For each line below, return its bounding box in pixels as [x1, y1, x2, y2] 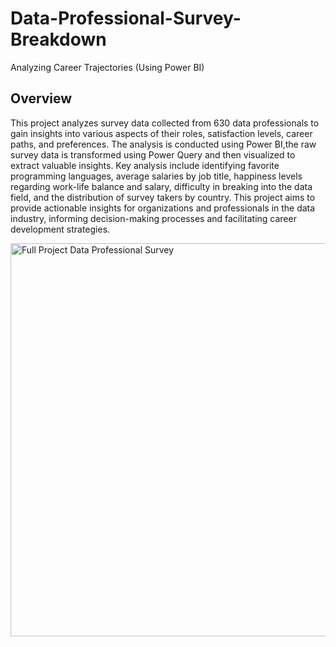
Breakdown [10, 28, 107, 51]
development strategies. [10, 223, 111, 235]
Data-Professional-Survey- [10, 7, 242, 30]
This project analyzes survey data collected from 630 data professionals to [10, 117, 320, 129]
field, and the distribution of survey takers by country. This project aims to [10, 191, 316, 203]
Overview [10, 90, 73, 107]
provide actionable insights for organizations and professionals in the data [10, 202, 316, 214]
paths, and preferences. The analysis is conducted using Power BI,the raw [10, 138, 317, 150]
